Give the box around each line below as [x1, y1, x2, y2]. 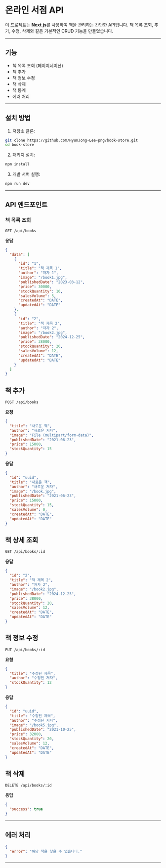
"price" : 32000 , [9, 732, 43, 737]
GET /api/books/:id [5, 549, 45, 554]
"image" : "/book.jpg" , [9, 489, 56, 494]
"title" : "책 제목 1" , [18, 266, 62, 271]
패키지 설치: [12, 152, 36, 158]
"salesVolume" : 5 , [18, 293, 56, 298]
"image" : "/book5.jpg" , [9, 722, 58, 728]
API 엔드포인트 [5, 201, 48, 209]
